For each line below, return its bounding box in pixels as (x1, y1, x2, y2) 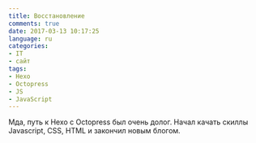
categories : (8, 42, 49, 50)
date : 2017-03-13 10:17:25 (8, 27, 100, 35)
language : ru (8, 34, 53, 43)
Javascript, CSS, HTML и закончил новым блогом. (8, 126, 181, 136)
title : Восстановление (8, 11, 85, 20)
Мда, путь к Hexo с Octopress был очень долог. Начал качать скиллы (8, 117, 249, 127)
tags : (8, 65, 27, 73)
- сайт (8, 58, 31, 66)
